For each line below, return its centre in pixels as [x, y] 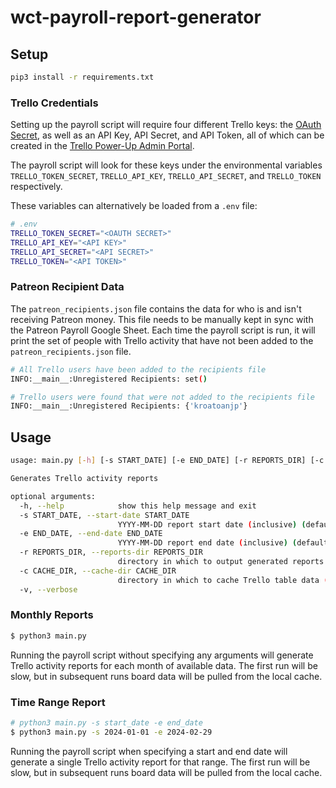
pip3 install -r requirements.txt [82, 77]
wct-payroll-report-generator [136, 17]
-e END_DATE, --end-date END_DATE [91, 534]
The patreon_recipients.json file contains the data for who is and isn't [156, 308]
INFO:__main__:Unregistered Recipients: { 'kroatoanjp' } [129, 406]
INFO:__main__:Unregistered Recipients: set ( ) [109, 379]
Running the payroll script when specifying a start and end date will [149, 751]
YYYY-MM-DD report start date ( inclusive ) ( [212, 524]
